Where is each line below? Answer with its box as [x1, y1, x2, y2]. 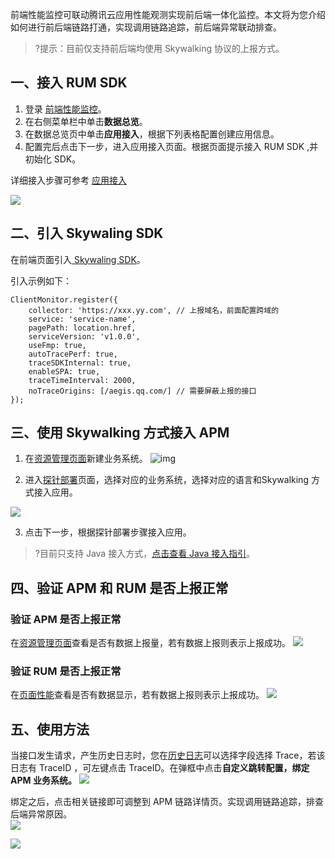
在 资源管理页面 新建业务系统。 [24, 453, 148, 465]
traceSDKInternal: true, [28, 358, 132, 368]
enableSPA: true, [28, 366, 101, 377]
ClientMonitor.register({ [10, 294, 118, 305]
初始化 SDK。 [24, 153, 82, 165]
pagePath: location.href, [28, 323, 137, 333]
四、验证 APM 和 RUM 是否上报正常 [10, 579, 229, 597]
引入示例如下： [10, 274, 72, 287]
